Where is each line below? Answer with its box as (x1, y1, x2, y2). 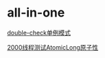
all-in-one (7, 5, 65, 21)
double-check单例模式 (7, 28, 71, 37)
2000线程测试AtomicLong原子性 (7, 43, 99, 51)
